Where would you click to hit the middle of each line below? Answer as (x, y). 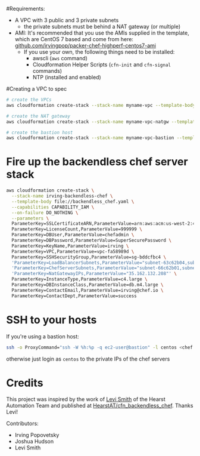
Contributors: (22, 424)
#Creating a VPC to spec (37, 89)
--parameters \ (30, 218)
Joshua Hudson (34, 442)
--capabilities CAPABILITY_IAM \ (53, 207)
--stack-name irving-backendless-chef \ (62, 196)
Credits (25, 383)
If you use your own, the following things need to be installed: (99, 52)
